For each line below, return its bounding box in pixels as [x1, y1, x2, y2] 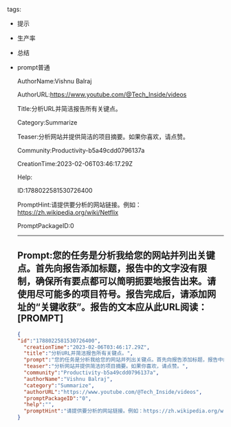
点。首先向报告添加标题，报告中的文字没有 [16, 262, 198, 274]
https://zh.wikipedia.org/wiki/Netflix [16, 209, 119, 216]
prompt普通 [16, 63, 50, 71]
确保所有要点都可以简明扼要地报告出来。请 [35, 275, 217, 287]
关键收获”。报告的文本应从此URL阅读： [40, 302, 208, 313]
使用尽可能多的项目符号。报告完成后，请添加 [16, 289, 208, 300]
